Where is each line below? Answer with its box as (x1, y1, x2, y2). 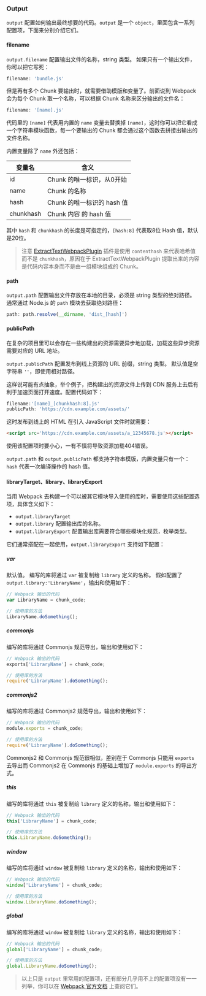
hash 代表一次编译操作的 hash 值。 (6, 463, 94, 470)
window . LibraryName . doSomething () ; (6, 898, 97, 905)
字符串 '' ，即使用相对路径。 (6, 367, 78, 375)
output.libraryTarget (15, 514, 71, 520)
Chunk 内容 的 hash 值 (47, 210, 112, 218)
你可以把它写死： (6, 63, 50, 71)
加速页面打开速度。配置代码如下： (17, 388, 103, 396)
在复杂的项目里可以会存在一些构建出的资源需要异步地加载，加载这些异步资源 (6, 339, 200, 347)
